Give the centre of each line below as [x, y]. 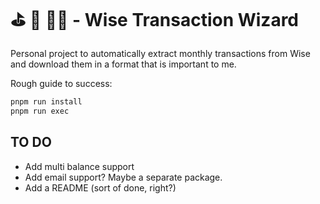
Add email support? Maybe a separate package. [123, 177]
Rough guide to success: [61, 83]
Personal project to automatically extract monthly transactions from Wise [160, 53]
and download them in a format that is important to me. [123, 64]
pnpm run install [46, 101]
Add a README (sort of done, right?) [100, 187]
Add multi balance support [79, 166]
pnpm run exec [40, 111]
